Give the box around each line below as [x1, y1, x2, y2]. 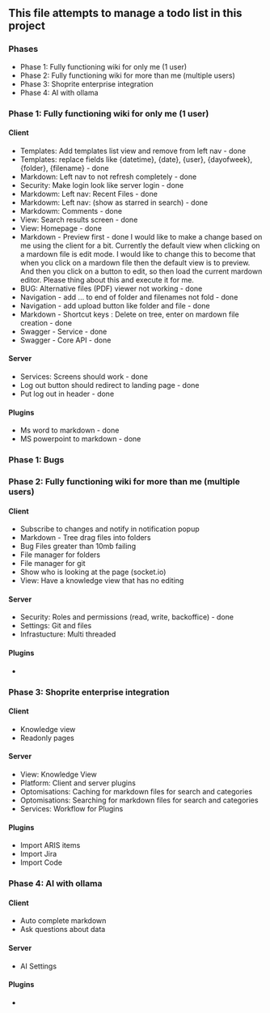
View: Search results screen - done [19, 215, 138, 224]
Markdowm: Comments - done [19, 206, 123, 215]
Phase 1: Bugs [8, 454, 65, 466]
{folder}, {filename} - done [19, 163, 109, 172]
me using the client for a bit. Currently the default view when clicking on [19, 240, 260, 250]
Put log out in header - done [19, 389, 115, 399]
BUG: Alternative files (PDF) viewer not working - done [19, 283, 203, 293]
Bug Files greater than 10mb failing [19, 542, 136, 551]
